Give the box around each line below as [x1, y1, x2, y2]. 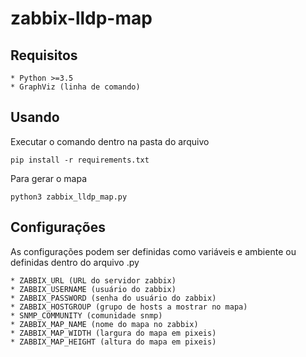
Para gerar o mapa [10, 172, 87, 184]
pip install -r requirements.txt [10, 155, 150, 165]
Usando [10, 109, 60, 126]
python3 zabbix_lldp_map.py [10, 192, 128, 202]
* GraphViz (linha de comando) [10, 82, 141, 92]
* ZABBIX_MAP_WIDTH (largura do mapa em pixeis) [10, 328, 217, 338]
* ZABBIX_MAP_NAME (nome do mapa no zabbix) [10, 319, 199, 329]
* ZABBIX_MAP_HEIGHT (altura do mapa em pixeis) [10, 337, 217, 347]
